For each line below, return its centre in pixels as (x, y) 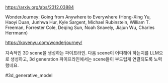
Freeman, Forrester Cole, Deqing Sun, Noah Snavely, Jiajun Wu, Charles (80, 27)
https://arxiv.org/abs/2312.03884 (40, 7)
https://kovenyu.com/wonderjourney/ (44, 42)
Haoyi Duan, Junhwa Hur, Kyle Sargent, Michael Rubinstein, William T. (77, 22)
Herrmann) (17, 33)
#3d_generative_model (29, 75)
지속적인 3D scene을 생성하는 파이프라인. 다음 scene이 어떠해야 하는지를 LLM (82, 53)
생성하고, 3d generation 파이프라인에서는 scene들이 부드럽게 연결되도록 (81, 59)
